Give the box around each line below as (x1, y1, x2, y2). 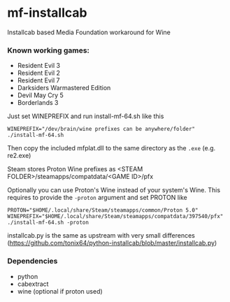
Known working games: (7, 45, 89, 55)
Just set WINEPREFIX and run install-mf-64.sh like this (7, 112, 164, 120)
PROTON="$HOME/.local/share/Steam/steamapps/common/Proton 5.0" (7, 207, 199, 214)
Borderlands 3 (17, 99, 59, 107)
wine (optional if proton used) (17, 287, 103, 295)
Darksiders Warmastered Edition (17, 84, 111, 92)
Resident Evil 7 (17, 76, 60, 85)
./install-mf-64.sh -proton (7, 219, 89, 226)
